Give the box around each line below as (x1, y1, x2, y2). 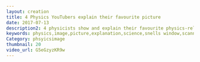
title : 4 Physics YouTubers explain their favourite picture (6, 14, 161, 20)
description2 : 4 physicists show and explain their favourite (6, 25, 164, 31)
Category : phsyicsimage (6, 36, 65, 42)
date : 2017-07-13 (6, 19, 49, 25)
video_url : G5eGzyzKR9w (6, 47, 65, 53)
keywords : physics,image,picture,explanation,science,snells (6, 31, 161, 37)
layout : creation (6, 8, 49, 15)
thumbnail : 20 (6, 42, 42, 48)
